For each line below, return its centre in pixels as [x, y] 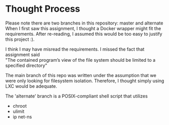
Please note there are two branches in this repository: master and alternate [84, 23]
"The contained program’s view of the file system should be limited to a [80, 60]
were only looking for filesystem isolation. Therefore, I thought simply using [85, 81]
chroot [20, 106]
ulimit [18, 111]
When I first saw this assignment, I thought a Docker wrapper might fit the [83, 28]
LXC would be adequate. [31, 86]
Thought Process [43, 9]
